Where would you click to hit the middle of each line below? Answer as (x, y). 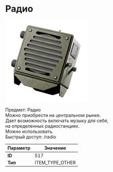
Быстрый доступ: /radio (31, 137)
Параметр (19, 148)
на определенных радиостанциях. (43, 126)
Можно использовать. (30, 131)
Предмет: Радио (23, 109)
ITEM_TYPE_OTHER (55, 162)
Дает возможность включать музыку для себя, (57, 121)
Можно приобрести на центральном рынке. (53, 115)
